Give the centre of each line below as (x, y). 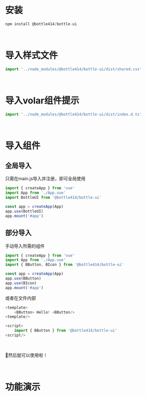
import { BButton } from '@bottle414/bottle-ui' (66, 331)
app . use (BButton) (23, 279)
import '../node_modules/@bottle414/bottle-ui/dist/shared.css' (73, 69)
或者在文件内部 (20, 298)
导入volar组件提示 (42, 100)
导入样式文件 (32, 55)
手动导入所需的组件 (25, 246)
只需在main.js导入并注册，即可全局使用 (45, 179)
